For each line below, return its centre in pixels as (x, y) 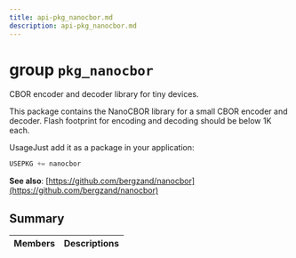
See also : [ (29, 181)
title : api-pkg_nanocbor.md (61, 17)
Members (35, 244)
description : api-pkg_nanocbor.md (73, 26)
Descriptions (92, 244)
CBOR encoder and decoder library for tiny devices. (104, 94)
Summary (37, 218)
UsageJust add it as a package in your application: (102, 148)
